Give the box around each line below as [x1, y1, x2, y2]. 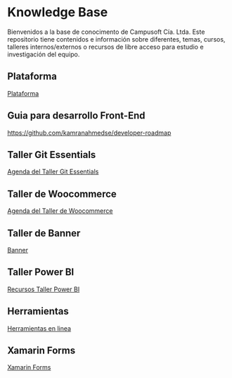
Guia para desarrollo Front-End [7, 110, 146, 122]
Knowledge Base [7, 4, 108, 20]
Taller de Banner [7, 227, 81, 239]
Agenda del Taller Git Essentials [7, 167, 99, 176]
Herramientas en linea [7, 324, 72, 332]
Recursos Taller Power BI [7, 285, 80, 293]
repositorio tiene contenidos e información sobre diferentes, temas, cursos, [7, 35, 226, 43]
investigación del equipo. [7, 50, 80, 59]
